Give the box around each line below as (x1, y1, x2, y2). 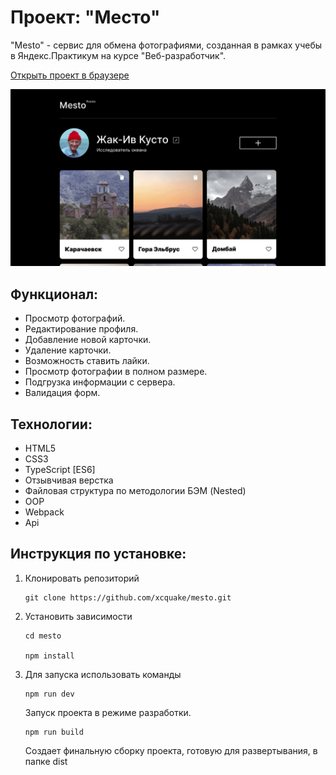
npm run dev (24, 689, 75, 699)
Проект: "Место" (10, 6, 161, 29)
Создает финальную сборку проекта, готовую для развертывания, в (24, 744, 318, 756)
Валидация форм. (24, 387, 101, 399)
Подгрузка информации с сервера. (24, 376, 176, 388)
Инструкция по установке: (10, 546, 187, 563)
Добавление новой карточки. (24, 334, 152, 346)
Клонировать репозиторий (24, 572, 140, 584)
